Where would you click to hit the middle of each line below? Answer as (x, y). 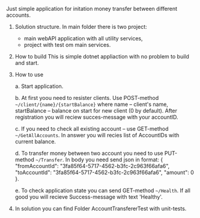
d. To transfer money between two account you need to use (89, 153)
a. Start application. (39, 86)
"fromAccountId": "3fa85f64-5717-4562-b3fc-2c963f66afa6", (92, 166)
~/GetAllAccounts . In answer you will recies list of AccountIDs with (97, 135)
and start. (27, 63)
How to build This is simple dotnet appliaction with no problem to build (102, 56)
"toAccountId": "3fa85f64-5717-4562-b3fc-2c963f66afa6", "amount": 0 (104, 172)
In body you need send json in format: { (114, 160)
